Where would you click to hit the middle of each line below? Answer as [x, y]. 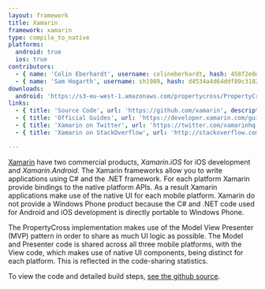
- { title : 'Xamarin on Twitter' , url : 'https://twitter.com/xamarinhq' [137, 125]
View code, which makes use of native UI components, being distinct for [126, 252]
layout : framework [38, 15]
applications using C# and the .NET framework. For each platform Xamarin [129, 179]
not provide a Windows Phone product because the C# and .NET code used [131, 204]
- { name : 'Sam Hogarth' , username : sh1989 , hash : [100, 81]
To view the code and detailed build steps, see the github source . [114, 276]
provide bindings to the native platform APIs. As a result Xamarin [113, 187]
